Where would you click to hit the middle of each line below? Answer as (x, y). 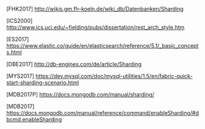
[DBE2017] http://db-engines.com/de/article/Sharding (74, 64)
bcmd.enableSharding (34, 119)
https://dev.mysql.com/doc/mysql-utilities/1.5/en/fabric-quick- (114, 76)
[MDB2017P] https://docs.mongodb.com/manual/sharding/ (80, 94)
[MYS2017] (20, 76)
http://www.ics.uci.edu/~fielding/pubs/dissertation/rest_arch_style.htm (95, 27)
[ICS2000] (20, 21)
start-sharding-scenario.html (43, 83)
